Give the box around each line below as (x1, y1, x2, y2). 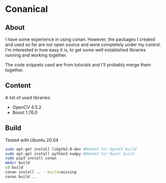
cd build (5, 165, 23, 170)
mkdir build (5, 160, 30, 166)
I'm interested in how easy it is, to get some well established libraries (5, 47, 146, 53)
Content (5, 81, 31, 90)
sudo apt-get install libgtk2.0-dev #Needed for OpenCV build (5, 146, 137, 152)
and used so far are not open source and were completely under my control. (5, 42, 162, 48)
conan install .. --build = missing (5, 170, 77, 175)
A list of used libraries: (5, 94, 51, 100)
